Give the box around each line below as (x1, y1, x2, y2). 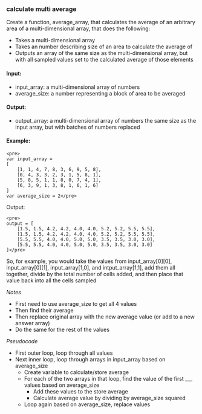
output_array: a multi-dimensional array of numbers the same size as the (15, 117, 197, 124)
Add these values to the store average (33, 387, 128, 395)
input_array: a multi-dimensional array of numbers (15, 83, 140, 91)
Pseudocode (6, 337, 38, 344)
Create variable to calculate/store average (24, 368, 129, 376)
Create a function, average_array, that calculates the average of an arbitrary (6, 19, 195, 26)
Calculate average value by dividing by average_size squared (33, 394, 186, 401)
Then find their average (15, 306, 74, 314)
